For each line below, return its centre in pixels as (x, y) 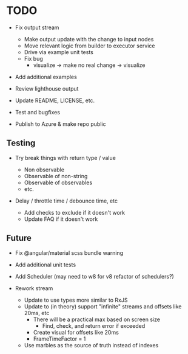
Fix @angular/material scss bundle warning (69, 252)
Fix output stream (37, 27)
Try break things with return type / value (65, 158)
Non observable (44, 169)
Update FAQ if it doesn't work (61, 219)
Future (19, 238)
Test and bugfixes (38, 112)
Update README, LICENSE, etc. (55, 100)
